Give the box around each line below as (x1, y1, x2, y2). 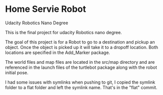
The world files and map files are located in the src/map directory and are (5, 59, 155, 65)
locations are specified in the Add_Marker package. (5, 49, 110, 55)
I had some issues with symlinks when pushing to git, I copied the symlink (5, 79, 156, 85)
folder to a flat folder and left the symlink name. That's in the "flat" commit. (5, 84, 158, 90)
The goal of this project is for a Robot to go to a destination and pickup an (5, 39, 155, 45)
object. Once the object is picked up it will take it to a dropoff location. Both (5, 44, 159, 50)
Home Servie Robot (5, 3, 86, 15)
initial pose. (5, 69, 29, 75)
